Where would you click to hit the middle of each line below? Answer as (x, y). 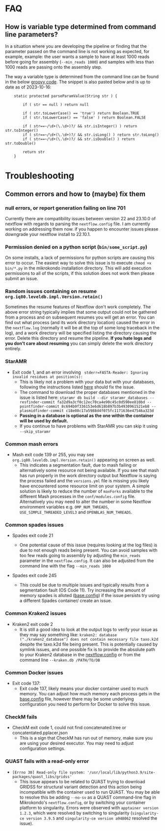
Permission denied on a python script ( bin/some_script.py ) (76, 247)
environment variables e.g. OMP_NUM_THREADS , (64, 507)
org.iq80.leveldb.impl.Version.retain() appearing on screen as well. (84, 460)
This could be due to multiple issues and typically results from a (84, 585)
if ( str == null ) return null (56, 105)
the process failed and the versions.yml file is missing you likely (84, 481)
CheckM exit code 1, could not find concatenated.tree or (69, 728)
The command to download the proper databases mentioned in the (87, 392)
